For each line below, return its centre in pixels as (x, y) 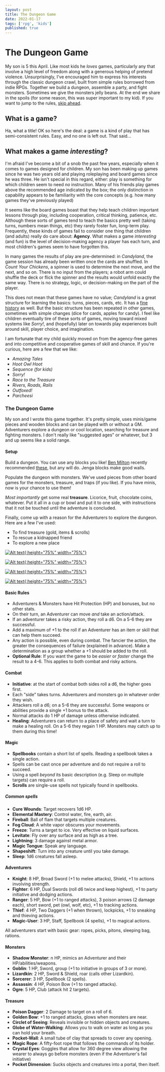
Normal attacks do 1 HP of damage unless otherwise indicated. (76, 715)
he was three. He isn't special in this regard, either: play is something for (79, 179)
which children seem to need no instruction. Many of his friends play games (82, 184)
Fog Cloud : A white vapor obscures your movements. (66, 824)
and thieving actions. (33, 915)
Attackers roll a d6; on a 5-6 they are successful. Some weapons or (81, 705)
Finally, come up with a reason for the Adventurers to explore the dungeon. (81, 517)
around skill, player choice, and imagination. (50, 329)
